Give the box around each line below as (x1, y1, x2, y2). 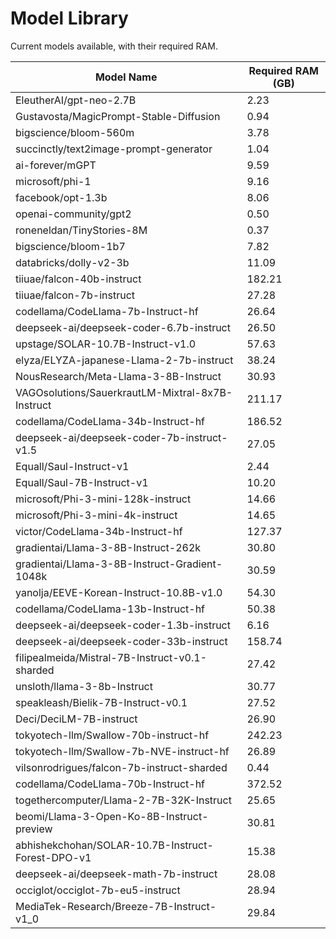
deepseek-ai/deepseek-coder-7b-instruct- (15, 430, 228, 444)
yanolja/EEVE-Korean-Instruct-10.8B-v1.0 (15, 585, 223, 599)
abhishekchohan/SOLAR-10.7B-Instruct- (15, 838, 214, 852)
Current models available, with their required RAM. (10, 40, 218, 52)
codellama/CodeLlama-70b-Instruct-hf (15, 777, 206, 791)
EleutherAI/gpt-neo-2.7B (15, 93, 137, 107)
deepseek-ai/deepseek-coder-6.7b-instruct (15, 320, 231, 334)
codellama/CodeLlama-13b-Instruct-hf (15, 602, 206, 616)
